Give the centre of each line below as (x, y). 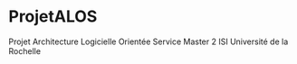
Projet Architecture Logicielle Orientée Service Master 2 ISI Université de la (148, 41)
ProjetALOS (53, 17)
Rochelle (25, 50)
